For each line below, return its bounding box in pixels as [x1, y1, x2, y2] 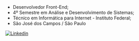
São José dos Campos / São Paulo [12, 20, 86, 27]
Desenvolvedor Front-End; [12, 4, 69, 10]
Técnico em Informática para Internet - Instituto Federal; [12, 15, 132, 21]
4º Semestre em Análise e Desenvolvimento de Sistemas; [12, 10, 134, 16]
